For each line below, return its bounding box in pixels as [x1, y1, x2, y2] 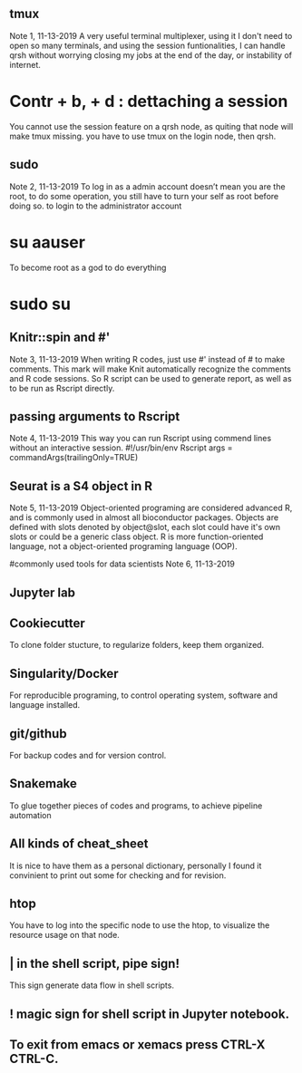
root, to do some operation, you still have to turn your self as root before [9, 190, 279, 201]
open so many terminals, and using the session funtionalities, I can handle [9, 40, 286, 51]
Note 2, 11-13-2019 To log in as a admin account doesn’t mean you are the [9, 180, 286, 192]
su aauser [9, 232, 86, 252]
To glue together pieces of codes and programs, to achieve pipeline [9, 800, 263, 811]
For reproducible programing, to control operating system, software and [9, 690, 278, 701]
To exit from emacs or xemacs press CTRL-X [9, 1037, 266, 1052]
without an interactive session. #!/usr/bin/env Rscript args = [9, 442, 233, 453]
